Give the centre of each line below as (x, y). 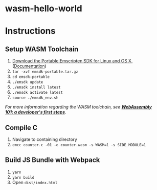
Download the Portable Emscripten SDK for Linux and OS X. (72, 61)
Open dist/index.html (35, 182)
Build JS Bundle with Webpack (53, 160)
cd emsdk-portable (31, 77)
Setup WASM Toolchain (42, 49)
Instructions (30, 31)
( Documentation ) (29, 66)
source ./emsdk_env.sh (35, 98)
